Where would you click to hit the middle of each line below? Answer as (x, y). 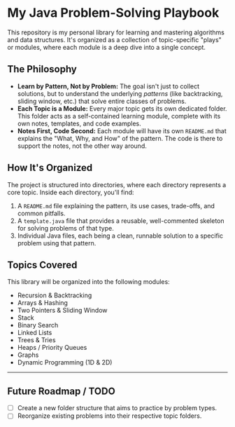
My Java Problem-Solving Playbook (113, 13)
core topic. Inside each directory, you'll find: (71, 192)
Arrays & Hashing (43, 303)
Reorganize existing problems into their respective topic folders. (109, 416)
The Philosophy (42, 69)
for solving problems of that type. (65, 228)
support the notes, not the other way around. (82, 146)
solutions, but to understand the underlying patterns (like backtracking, (120, 93)
